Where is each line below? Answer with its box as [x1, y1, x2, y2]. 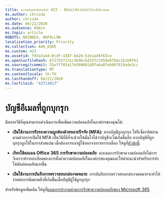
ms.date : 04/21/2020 [5, 21, 48, 26]
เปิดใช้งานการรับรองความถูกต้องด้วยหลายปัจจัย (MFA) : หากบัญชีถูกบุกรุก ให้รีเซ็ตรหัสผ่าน [12, 129, 159, 135]
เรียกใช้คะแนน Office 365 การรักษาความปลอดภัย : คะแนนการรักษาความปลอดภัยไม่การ [12, 149, 157, 156]
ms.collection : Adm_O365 [5, 44, 56, 49]
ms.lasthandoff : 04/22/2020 [5, 76, 63, 81]
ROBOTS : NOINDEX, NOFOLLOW [5, 35, 61, 40]
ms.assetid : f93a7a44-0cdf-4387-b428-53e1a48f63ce [5, 53, 112, 58]
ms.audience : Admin [5, 26, 46, 31]
